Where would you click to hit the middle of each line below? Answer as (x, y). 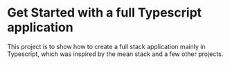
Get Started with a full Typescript (105, 13)
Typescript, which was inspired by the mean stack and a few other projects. (115, 54)
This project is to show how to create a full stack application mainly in (106, 46)
